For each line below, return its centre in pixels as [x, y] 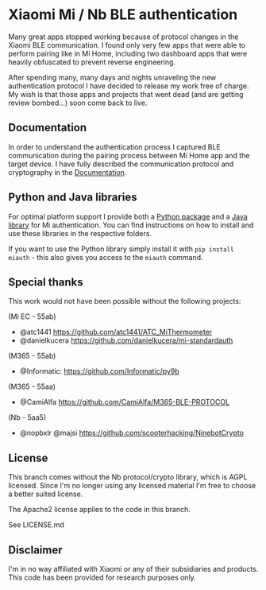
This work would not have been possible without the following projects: [125, 301]
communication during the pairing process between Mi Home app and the [129, 155]
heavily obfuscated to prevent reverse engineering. [92, 62]
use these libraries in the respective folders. [80, 233]
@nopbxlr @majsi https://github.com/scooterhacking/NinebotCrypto [132, 433]
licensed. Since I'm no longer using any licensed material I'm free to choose [132, 486]
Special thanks [46, 282]
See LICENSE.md [37, 525]
